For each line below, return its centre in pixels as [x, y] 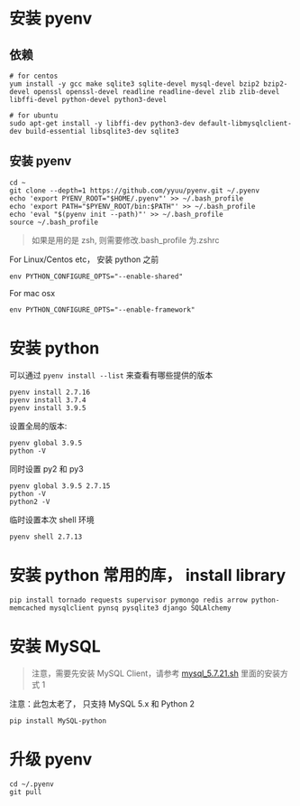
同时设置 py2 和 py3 [46, 469]
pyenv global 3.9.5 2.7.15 [60, 486]
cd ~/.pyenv [32, 784]
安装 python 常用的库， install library [148, 575]
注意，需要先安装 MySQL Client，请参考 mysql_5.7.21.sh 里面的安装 [156, 673]
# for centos [34, 76]
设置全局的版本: [38, 426]
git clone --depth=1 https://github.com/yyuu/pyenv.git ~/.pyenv [134, 191]
